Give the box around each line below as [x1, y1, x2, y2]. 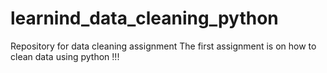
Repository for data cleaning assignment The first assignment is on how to [10, 40, 317, 52]
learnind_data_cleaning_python [10, 7, 279, 30]
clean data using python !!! [10, 50, 120, 62]
